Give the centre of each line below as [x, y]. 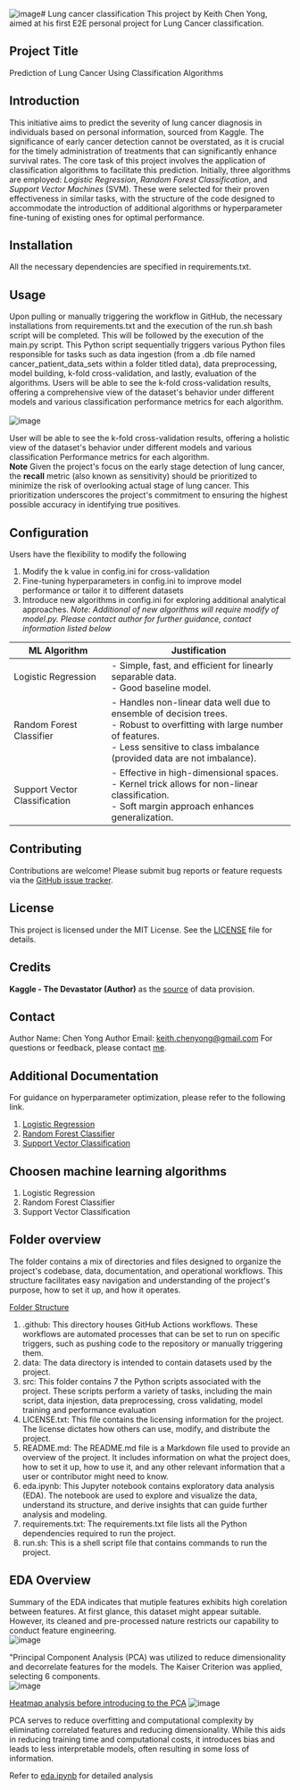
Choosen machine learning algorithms [118, 1171]
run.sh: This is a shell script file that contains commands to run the [145, 1543]
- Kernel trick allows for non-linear [185, 784]
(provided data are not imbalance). [184, 758]
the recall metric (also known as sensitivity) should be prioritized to [133, 476]
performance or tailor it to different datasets [103, 590]
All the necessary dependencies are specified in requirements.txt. [130, 267]
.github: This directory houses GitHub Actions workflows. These [140, 1324]
